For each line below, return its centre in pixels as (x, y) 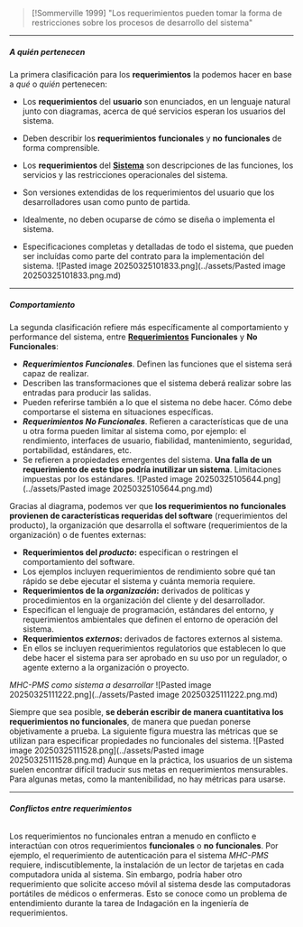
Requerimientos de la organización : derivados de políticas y (136, 590)
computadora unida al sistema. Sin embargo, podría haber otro (126, 875)
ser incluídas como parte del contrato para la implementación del (143, 255)
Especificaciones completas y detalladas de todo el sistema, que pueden (158, 246)
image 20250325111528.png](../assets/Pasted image (107, 750)
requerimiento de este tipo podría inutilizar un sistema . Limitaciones (152, 469)
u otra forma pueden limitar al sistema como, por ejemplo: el (134, 431)
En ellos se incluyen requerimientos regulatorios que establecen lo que (154, 648)
